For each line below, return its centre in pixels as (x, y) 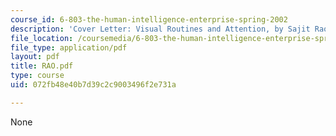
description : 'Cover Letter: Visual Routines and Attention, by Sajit (160, 29)
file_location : (42, 38)
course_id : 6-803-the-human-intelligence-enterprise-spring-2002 (149, 19)
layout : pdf (35, 57)
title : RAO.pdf (42, 66)
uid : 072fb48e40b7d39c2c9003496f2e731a (93, 85)
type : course (37, 76)
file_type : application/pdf (69, 47)
